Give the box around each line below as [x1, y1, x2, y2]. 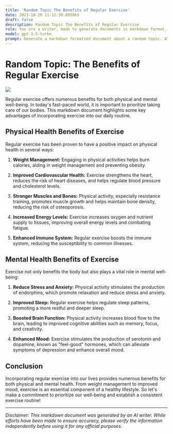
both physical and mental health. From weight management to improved [5, 381, 158, 387]
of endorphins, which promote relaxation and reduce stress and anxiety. [12, 289, 166, 296]
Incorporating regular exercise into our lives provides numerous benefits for [5, 375, 166, 381]
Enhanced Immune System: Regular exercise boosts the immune [12, 235, 152, 241]
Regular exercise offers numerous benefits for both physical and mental [5, 96, 158, 102]
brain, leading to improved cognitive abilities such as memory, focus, [12, 320, 159, 327]
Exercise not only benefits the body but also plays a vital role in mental [5, 269, 155, 275]
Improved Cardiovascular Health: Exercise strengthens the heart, [12, 172, 153, 178]
